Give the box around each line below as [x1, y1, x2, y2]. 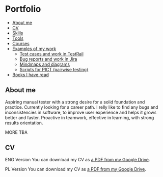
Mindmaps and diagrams [19, 61, 70, 67]
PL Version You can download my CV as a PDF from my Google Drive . [5, 166, 146, 172]
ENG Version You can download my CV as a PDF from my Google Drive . [5, 156, 150, 162]
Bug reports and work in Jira [19, 56, 78, 62]
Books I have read [12, 72, 49, 77]
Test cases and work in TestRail [19, 51, 84, 57]
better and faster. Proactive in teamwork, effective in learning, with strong [5, 114, 154, 121]
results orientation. [5, 120, 43, 126]
